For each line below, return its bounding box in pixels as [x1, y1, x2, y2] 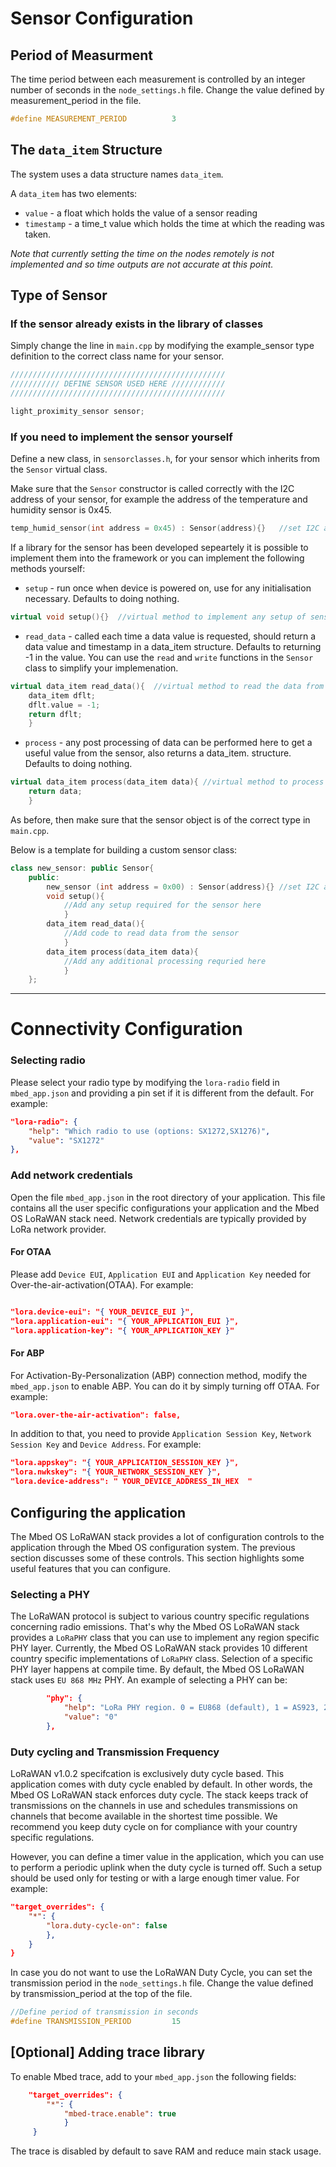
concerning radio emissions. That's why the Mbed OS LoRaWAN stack [10, 1621, 300, 1633]
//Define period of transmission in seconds [10, 2007, 199, 2017]
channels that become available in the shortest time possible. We [10, 1810, 278, 1822]
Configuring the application [10, 1504, 187, 1521]
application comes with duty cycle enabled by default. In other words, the [10, 1778, 313, 1791]
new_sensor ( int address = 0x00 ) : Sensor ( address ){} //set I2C [46, 882, 320, 892]
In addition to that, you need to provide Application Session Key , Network [10, 1428, 312, 1440]
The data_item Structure [10, 142, 163, 159]
